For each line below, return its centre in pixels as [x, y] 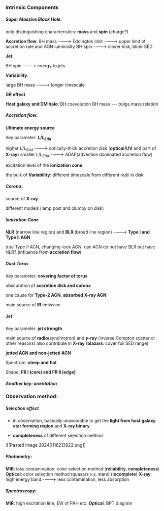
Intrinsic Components [32, 7]
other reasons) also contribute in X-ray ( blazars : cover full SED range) [77, 343]
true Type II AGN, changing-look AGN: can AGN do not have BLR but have [81, 247]
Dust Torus [17, 263]
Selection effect [22, 408]
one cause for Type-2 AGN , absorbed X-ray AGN [56, 295]
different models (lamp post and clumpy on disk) [55, 208]
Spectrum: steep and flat [31, 363]
